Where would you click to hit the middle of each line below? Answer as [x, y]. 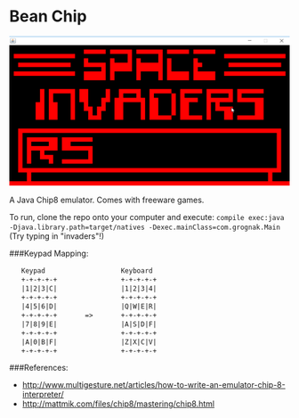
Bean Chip [48, 16]
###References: [39, 367]
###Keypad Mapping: [49, 253]
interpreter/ [43, 394]
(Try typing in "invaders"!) [57, 236]
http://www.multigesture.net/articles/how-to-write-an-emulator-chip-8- [154, 384]
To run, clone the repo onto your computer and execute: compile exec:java [147, 217]
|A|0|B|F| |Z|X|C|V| [89, 342]
